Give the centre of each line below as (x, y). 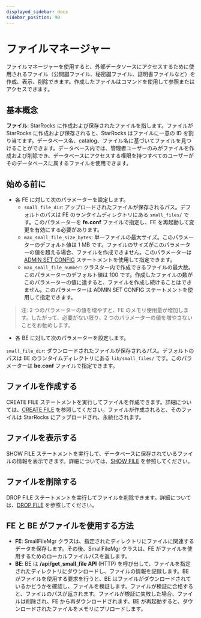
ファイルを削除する (42, 482)
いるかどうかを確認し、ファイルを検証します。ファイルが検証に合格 (99, 586)
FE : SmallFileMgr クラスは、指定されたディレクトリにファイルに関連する (104, 541)
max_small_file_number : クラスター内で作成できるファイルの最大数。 (109, 268)
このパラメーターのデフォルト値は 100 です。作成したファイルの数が (108, 275)
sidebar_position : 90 (33, 17)
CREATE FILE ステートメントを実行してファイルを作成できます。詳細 (91, 402)
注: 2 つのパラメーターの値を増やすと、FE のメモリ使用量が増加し (102, 310)
